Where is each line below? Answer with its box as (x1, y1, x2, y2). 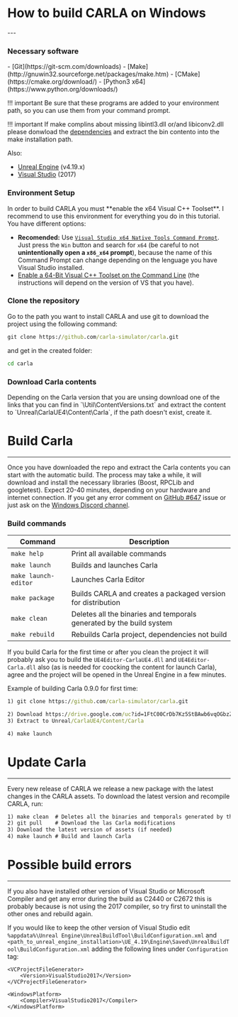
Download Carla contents (7, 376, 97, 386)
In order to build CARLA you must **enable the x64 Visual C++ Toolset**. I (7, 204, 225, 212)
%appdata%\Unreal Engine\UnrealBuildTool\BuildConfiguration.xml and (7, 930, 217, 939)
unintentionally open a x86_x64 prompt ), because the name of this (17, 248, 212, 256)
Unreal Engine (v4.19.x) (17, 163, 86, 171)
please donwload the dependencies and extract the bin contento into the (7, 128, 220, 136)
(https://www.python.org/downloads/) (7, 85, 118, 94)
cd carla (7, 360, 33, 367)
